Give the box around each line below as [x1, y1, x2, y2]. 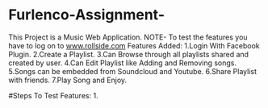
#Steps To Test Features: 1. [8, 90, 98, 100]
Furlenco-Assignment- [8, 6, 165, 24]
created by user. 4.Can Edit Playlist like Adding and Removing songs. [8, 58, 237, 68]
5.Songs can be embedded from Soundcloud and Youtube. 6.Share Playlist [8, 66, 257, 76]
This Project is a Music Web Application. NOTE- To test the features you [8, 32, 248, 42]
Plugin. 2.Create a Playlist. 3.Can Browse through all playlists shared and [8, 49, 249, 59]
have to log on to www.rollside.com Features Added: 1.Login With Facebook [8, 40, 260, 50]
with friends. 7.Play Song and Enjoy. [8, 75, 128, 85]
